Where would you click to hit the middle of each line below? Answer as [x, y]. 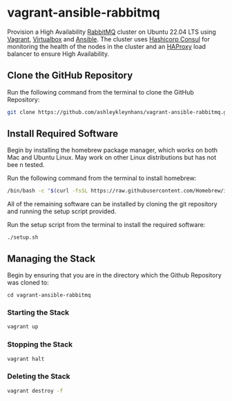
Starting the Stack [38, 313]
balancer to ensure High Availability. [58, 54]
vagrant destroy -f [35, 391]
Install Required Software [63, 134]
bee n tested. [26, 165]
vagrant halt [26, 359]
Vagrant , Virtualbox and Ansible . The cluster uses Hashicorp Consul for [109, 39]
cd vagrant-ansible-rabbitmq [49, 295]
